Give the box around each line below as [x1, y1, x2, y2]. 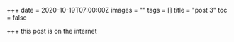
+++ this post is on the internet [6, 27, 97, 35]
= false [6, 13, 27, 22]
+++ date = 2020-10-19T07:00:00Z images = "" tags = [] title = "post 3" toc [6, 6, 228, 14]
